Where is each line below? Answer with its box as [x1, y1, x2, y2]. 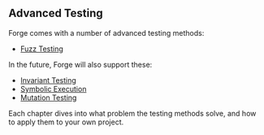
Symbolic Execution [19, 84, 87, 94]
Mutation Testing [19, 93, 77, 102]
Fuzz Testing [19, 44, 63, 54]
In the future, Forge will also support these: [8, 59, 153, 69]
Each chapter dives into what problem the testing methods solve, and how [8, 108, 257, 118]
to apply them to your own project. [8, 117, 124, 127]
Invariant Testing [19, 75, 77, 85]
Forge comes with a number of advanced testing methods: [8, 28, 205, 37]
